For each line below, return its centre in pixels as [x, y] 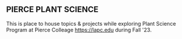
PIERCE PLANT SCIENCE [52, 10]
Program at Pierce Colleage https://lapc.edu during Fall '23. [79, 30]
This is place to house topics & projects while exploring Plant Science [91, 23]
